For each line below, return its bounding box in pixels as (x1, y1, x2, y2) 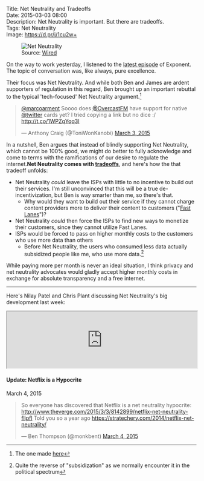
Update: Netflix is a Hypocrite (6, 376, 82, 383)
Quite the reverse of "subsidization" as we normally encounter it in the (14, 462, 190, 469)
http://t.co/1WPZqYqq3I (21, 118, 80, 125)
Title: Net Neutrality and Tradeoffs (6, 5, 91, 12)
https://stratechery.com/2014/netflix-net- (91, 414, 194, 422)
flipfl (21, 414, 33, 422)
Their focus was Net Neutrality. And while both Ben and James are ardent (6, 79, 190, 86)
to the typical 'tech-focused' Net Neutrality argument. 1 (6, 92, 142, 100)
